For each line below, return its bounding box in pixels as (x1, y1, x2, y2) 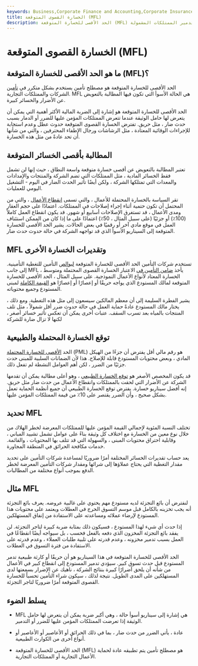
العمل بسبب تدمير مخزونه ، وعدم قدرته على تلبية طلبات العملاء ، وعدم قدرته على (6, 536, 184, 543)
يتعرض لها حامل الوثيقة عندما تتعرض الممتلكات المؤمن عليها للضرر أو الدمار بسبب (6, 114, 185, 122)
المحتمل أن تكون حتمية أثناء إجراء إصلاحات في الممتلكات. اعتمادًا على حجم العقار (6, 202, 183, 209)
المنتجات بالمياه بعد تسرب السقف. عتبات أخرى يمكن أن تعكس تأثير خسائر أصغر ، (6, 309, 184, 316)
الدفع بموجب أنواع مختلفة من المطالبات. (6, 467, 95, 474)
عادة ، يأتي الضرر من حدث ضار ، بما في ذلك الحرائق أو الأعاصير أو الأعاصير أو (15, 629, 184, 636)
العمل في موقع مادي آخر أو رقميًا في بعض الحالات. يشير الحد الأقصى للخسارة (6, 221, 176, 228)
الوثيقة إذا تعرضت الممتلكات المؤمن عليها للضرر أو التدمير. (15, 618, 143, 625)
